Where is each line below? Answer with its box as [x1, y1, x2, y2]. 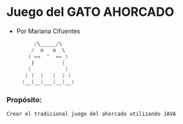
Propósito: [6, 94, 43, 104]
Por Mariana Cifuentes [16, 27, 80, 35]
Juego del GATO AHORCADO [6, 4, 175, 20]
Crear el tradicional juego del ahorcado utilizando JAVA [6, 111, 176, 118]
